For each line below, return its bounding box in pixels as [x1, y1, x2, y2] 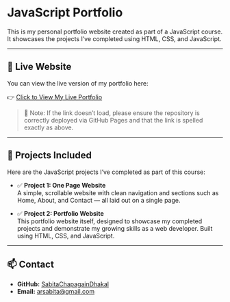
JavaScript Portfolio [7, 5, 123, 21]
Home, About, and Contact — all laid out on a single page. [16, 196, 181, 204]
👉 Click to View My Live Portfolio [7, 92, 103, 101]
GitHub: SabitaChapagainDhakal [16, 280, 110, 288]
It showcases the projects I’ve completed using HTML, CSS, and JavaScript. [7, 34, 222, 42]
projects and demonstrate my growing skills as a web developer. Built [16, 224, 213, 232]
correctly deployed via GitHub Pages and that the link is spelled [23, 116, 203, 124]
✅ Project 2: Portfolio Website [16, 209, 104, 217]
